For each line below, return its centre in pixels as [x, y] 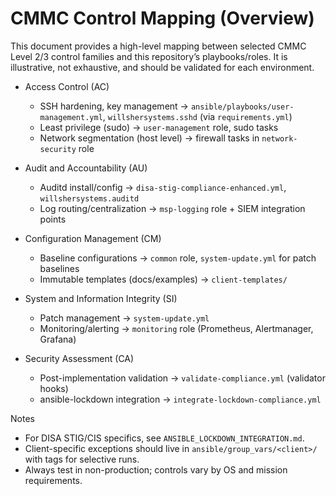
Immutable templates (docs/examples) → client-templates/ [163, 279]
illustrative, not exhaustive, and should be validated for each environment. [162, 67]
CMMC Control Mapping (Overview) [162, 18]
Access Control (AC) [67, 86]
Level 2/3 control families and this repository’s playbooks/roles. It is [149, 56]
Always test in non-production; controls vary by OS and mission [156, 469]
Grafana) [58, 339]
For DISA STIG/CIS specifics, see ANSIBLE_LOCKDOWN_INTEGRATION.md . [164, 438]
